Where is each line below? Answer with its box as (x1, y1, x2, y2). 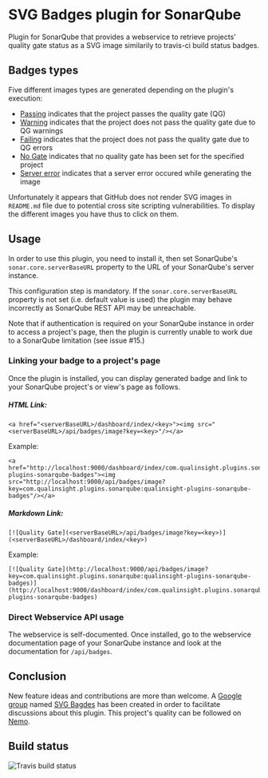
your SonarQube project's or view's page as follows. (8, 382, 181, 391)
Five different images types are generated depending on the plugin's (8, 85, 234, 94)
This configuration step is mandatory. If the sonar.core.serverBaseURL (8, 286, 238, 296)
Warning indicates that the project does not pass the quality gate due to (19, 117, 256, 127)
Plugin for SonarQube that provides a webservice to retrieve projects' (8, 32, 237, 42)
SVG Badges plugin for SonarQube (8, 6, 242, 24)
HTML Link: (8, 400, 48, 410)
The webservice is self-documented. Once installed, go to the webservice (8, 629, 251, 640)
